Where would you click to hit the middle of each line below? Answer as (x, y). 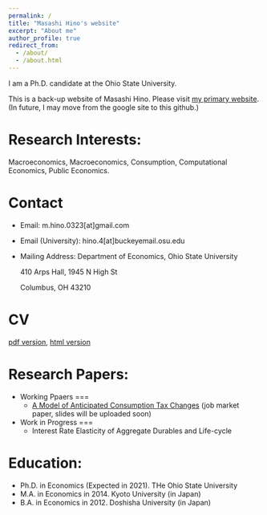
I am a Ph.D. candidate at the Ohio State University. (93, 83)
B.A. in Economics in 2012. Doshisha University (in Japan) (115, 502)
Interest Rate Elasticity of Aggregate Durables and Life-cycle (132, 431)
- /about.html (39, 61)
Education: (45, 463)
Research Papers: (69, 374)
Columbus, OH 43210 (55, 287)
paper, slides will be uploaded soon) (92, 413)
